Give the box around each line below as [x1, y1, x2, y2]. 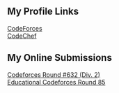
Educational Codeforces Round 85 [7, 78, 106, 86]
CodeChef [7, 31, 37, 40]
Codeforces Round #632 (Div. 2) [7, 70, 101, 79]
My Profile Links [7, 6, 79, 17]
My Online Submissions [7, 52, 113, 64]
